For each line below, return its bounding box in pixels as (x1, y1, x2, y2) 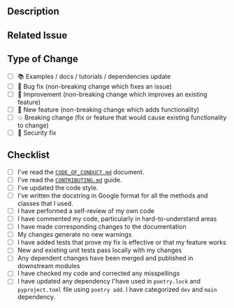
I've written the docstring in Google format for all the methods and (17, 191, 208, 200)
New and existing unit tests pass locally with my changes (17, 246, 182, 254)
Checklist (7, 149, 50, 161)
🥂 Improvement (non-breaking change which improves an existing (17, 90, 207, 98)
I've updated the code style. (17, 183, 98, 191)
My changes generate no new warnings (17, 230, 132, 239)
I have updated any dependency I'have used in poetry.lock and (17, 277, 201, 286)
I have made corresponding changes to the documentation (17, 223, 187, 231)
